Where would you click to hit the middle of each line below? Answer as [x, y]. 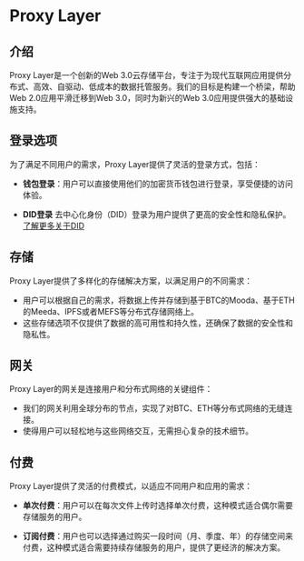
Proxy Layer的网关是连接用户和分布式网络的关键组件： [111, 389]
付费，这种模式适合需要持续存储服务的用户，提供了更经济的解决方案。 [154, 547]
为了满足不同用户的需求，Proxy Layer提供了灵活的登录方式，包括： [135, 164]
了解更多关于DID [53, 225]
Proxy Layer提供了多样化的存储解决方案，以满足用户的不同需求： [131, 280]
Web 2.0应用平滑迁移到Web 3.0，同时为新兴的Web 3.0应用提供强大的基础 [147, 98]
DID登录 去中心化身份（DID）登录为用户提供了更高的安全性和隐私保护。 [157, 214]
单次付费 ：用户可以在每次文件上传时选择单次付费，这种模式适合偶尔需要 [157, 506]
